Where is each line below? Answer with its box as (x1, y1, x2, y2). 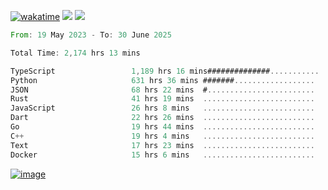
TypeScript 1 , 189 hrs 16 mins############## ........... (10, 66, 320, 76)
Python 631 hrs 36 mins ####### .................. (10, 75, 315, 85)
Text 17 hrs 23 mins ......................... (10, 140, 315, 150)
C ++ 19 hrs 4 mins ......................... (10, 131, 315, 141)
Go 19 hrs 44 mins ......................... (10, 122, 315, 132)
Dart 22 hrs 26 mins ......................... (10, 113, 315, 123)
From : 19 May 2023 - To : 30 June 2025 (10, 30, 172, 40)
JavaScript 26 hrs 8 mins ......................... (10, 103, 315, 114)
